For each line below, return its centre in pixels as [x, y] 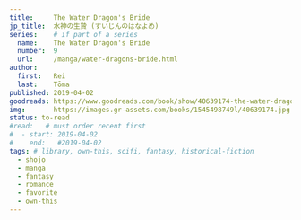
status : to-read [39, 118]
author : [24, 68]
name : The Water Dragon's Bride [84, 43]
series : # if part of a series [74, 34]
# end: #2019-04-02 [56, 143]
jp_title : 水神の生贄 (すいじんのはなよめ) [84, 26]
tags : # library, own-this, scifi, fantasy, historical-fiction [132, 151]
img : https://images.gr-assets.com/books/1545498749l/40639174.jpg [150, 110]
